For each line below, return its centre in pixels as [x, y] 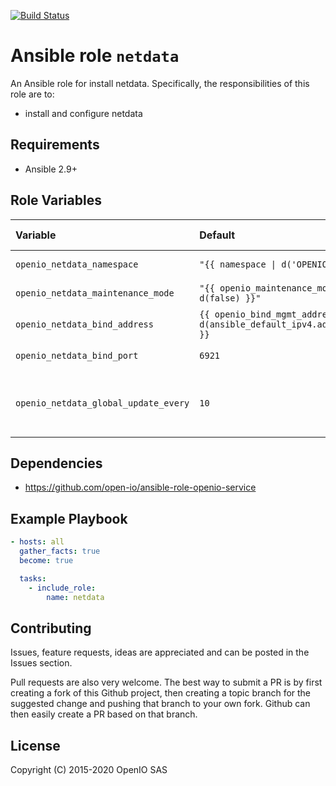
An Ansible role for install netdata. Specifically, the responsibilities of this [160, 83]
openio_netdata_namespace [77, 264]
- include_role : [62, 588]
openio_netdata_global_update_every [102, 403]
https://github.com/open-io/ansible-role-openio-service [140, 487]
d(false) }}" [230, 298]
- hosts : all [37, 542]
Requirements [55, 145]
